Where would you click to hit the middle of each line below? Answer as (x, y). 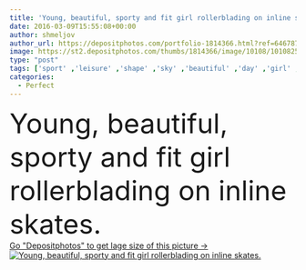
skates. (56, 224)
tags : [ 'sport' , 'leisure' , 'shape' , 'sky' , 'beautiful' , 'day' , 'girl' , (154, 69)
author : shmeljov (42, 35)
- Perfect (36, 85)
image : (22, 52)
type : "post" (34, 60)
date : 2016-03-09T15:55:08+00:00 (73, 26)
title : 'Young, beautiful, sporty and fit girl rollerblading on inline (150, 18)
